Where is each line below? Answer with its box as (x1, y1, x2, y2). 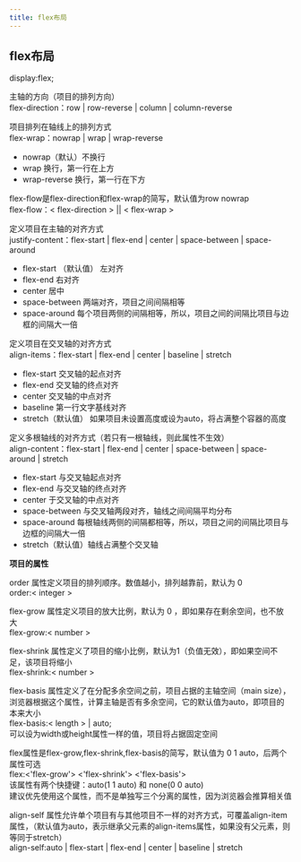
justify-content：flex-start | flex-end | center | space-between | (9, 235, 244, 246)
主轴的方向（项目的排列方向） (9, 91, 119, 102)
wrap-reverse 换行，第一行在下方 (21, 174, 146, 185)
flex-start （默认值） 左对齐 (21, 263, 124, 274)
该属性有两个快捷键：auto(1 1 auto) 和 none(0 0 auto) (9, 780, 204, 790)
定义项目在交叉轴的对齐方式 (9, 338, 112, 349)
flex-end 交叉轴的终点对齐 (21, 380, 119, 391)
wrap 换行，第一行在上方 (21, 163, 115, 174)
